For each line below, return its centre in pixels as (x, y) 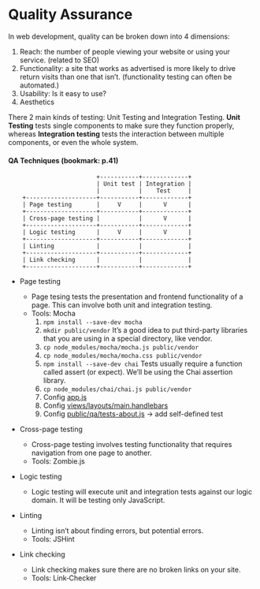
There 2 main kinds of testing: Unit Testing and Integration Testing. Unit (124, 117)
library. (54, 381)
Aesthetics (37, 102)
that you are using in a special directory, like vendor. (128, 339)
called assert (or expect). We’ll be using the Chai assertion (138, 372)
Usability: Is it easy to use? (63, 93)
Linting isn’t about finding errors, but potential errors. (117, 531)
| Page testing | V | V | (107, 205)
